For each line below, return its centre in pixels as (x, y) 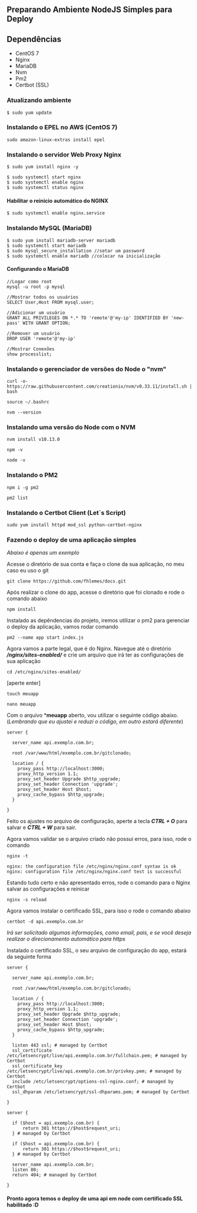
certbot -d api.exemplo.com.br (45, 922)
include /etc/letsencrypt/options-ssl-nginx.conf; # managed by (93, 1082)
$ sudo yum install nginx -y (43, 167)
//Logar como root (29, 281)
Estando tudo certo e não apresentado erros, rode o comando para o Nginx (99, 883)
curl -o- (17, 382)
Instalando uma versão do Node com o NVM (71, 427)
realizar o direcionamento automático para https (66, 939)
